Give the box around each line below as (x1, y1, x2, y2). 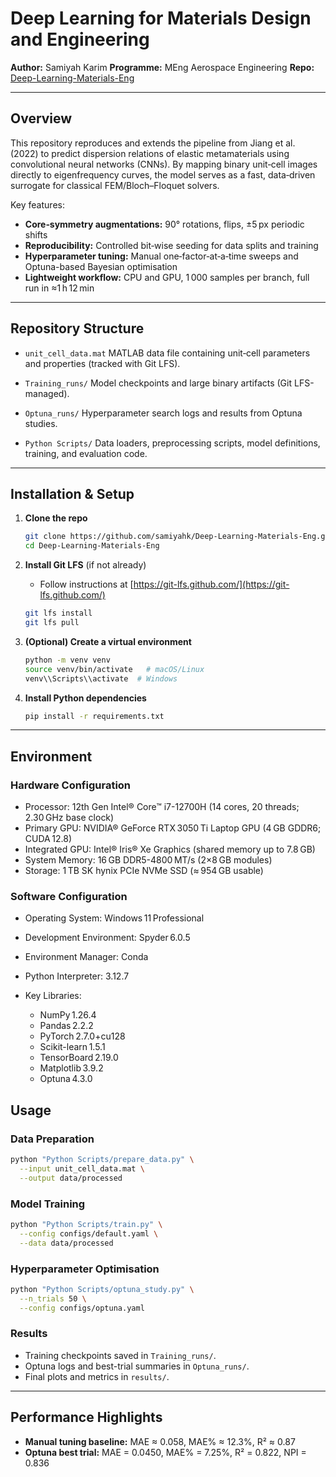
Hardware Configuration (10, 778, 132, 792)
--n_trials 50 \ (19, 1293, 87, 1304)
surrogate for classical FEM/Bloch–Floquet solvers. (10, 179, 220, 191)
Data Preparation (10, 1132, 95, 1146)
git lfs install (24, 608, 93, 619)
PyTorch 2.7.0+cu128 (39, 1030, 126, 1042)
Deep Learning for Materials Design (10, 7, 312, 30)
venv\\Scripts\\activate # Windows (24, 673, 178, 684)
